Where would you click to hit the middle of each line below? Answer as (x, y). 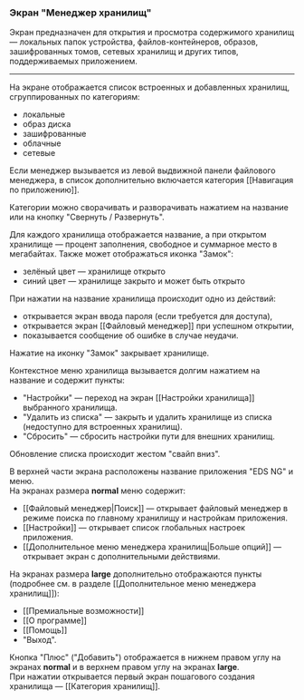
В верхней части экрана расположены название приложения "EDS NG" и (152, 472)
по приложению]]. (44, 190)
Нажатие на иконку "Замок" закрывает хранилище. (109, 353)
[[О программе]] (55, 621)
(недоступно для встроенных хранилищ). (102, 427)
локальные (44, 114)
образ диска (47, 124)
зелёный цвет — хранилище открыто (94, 272)
